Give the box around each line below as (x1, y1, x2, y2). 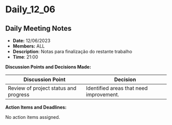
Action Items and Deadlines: (5, 104, 67, 110)
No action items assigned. (5, 114, 60, 120)
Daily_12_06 (5, 4, 55, 15)
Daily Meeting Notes (5, 24, 72, 33)
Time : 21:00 (12, 54, 38, 60)
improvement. (86, 91, 119, 98)
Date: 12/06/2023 (12, 37, 51, 44)
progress (8, 91, 30, 98)
